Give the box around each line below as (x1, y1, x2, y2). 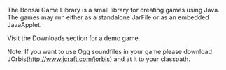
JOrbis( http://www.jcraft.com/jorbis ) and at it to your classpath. (7, 55, 191, 63)
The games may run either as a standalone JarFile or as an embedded (7, 13, 210, 21)
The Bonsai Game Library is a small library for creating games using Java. (7, 6, 220, 14)
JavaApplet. (7, 21, 42, 28)
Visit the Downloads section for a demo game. (7, 34, 141, 42)
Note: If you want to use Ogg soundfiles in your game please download (7, 48, 212, 55)
